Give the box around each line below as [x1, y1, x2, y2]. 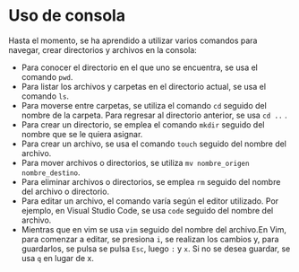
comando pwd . [21, 71, 73, 82]
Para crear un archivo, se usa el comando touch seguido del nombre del [21, 138, 287, 149]
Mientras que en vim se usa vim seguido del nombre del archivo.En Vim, [21, 224, 287, 234]
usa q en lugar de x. [21, 252, 95, 263]
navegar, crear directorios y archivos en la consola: [8, 44, 198, 55]
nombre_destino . [21, 167, 81, 178]
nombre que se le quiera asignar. [21, 128, 143, 139]
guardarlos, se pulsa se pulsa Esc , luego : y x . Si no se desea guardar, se [21, 243, 291, 254]
